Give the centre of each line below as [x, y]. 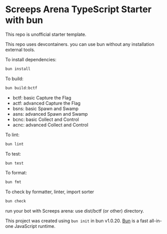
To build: [15, 79]
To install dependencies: [31, 59]
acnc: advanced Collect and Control [50, 125]
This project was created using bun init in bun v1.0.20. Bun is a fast [77, 221]
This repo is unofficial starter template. [46, 34]
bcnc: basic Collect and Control [46, 119]
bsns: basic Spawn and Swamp [46, 109]
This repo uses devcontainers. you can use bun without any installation [80, 44]
